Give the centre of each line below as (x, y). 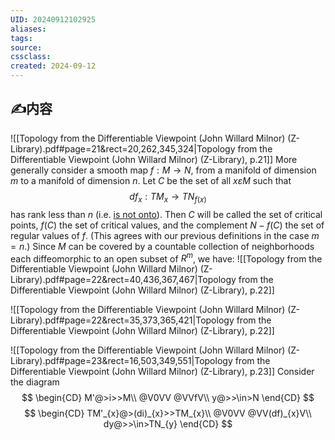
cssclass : (31, 57)
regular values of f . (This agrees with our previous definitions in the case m (165, 235)
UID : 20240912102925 (53, 19)
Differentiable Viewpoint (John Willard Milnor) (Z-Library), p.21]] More (154, 159)
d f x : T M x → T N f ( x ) (168, 197)
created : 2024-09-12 (53, 66)
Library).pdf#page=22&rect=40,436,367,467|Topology (123, 280)
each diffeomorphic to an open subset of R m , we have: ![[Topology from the (166, 258)
